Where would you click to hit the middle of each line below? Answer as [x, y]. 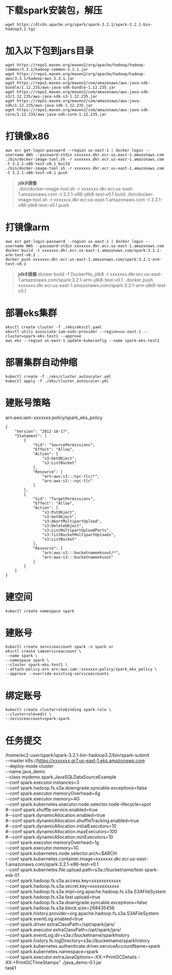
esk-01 [12, 875]
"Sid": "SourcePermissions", [64, 445]
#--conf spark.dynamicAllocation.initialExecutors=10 [61, 826]
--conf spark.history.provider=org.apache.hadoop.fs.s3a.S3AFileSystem [82, 913]
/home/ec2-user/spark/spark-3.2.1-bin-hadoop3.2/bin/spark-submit [78, 755]
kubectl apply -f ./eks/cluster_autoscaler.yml [57, 381]
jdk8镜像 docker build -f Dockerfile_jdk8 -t [63, 274]
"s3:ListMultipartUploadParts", [77, 530]
